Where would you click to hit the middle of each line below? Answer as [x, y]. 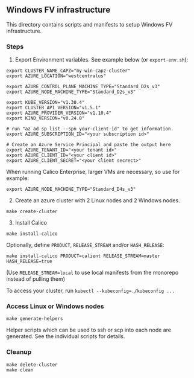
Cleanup [19, 352]
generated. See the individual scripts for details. [66, 336]
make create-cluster [32, 212]
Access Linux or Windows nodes [55, 306]
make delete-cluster [32, 365]
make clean [20, 370]
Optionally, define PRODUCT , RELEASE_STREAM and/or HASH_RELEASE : [85, 245]
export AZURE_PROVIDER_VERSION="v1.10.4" [59, 113]
